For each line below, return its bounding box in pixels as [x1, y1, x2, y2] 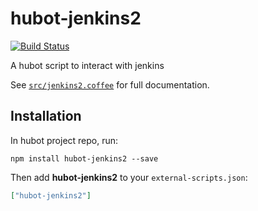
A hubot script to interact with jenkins [10, 59, 165, 71]
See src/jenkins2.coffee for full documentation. [10, 78, 210, 91]
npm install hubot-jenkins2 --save [10, 153, 159, 164]
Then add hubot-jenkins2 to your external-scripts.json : [10, 171, 248, 183]
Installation [10, 108, 82, 125]
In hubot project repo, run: [10, 134, 119, 146]
